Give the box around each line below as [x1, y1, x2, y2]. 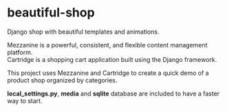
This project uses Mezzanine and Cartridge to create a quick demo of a [7, 69, 209, 77]
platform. [7, 48, 33, 56]
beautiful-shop [7, 5, 95, 21]
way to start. [7, 96, 43, 104]
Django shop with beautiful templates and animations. [7, 27, 160, 36]
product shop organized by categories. [7, 76, 118, 84]
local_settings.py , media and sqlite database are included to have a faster [7, 89, 220, 98]
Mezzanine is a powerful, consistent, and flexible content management [7, 41, 208, 49]
